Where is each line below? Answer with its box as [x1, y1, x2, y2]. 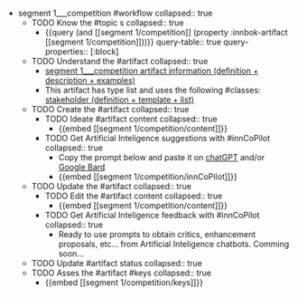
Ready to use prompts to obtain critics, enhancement [58, 229, 256, 239]
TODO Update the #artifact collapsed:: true [31, 181, 192, 191]
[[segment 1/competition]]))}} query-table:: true [44, 36, 222, 47]
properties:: [44, 46, 88, 57]
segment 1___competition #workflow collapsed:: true [17, 8, 213, 18]
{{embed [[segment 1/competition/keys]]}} [44, 277, 203, 288]
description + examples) [44, 75, 135, 85]
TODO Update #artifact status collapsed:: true [31, 258, 203, 268]
